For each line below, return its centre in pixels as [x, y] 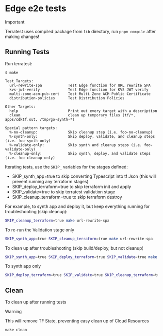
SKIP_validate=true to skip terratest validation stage [64, 192]
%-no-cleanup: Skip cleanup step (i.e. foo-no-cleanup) [81, 132]
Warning [13, 312]
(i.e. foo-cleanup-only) [30, 158]
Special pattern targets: [31, 128]
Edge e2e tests [36, 9]
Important [15, 22]
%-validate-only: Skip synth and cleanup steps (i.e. [76, 145]
